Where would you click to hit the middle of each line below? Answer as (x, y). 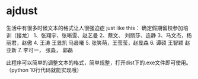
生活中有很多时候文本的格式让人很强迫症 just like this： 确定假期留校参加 (95, 28)
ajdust (22, 11)
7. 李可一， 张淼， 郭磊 (45, 50)
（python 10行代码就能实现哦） (44, 70)
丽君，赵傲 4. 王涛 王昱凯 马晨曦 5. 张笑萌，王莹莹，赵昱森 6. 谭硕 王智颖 (95, 42)
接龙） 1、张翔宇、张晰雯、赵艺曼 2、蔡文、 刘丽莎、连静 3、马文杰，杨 (104, 35)
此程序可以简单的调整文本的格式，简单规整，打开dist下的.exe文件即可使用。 (99, 62)
